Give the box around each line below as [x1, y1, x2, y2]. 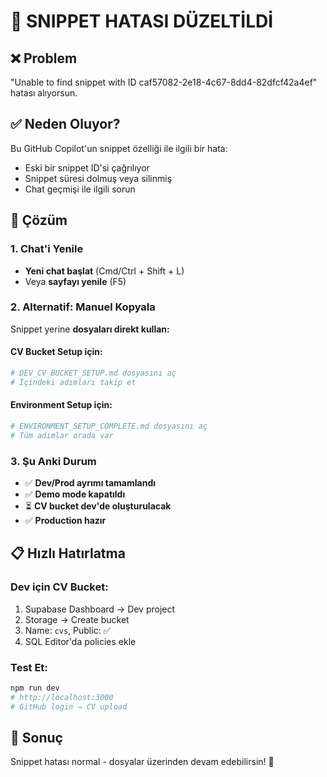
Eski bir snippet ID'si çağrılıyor [24, 161, 150, 174]
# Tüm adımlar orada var [10, 430, 114, 440]
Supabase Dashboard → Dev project [24, 603, 176, 615]
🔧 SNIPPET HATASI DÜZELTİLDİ [10, 10, 274, 33]
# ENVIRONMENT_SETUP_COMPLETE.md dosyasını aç [10, 421, 208, 431]
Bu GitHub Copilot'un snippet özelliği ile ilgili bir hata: [10, 142, 228, 154]
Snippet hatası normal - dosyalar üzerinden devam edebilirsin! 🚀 [10, 756, 275, 768]
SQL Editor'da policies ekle [24, 635, 137, 647]
